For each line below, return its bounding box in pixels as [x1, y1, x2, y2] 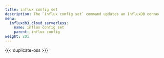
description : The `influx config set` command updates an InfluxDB [5, 12, 145, 16]
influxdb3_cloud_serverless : [9, 20, 69, 26]
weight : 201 [5, 34, 29, 39]
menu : [5, 16, 16, 21]
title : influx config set [5, 7, 58, 12]
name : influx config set [14, 25, 64, 30]
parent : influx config [14, 29, 60, 34]
